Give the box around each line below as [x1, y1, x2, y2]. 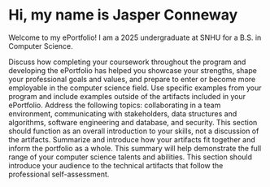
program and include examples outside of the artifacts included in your [8, 91, 246, 101]
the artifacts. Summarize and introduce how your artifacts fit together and [8, 134, 256, 144]
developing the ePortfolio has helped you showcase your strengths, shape [8, 65, 258, 75]
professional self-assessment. [8, 169, 110, 179]
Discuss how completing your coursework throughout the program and [8, 57, 246, 67]
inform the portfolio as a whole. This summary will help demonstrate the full [8, 143, 262, 153]
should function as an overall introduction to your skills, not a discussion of [8, 126, 259, 136]
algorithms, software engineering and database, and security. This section [8, 117, 258, 127]
